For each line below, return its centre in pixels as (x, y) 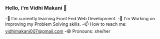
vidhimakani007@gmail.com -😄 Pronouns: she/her (58, 31)
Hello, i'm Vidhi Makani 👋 (36, 8)
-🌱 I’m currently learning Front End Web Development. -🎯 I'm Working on (80, 19)
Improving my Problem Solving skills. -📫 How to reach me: (66, 24)
